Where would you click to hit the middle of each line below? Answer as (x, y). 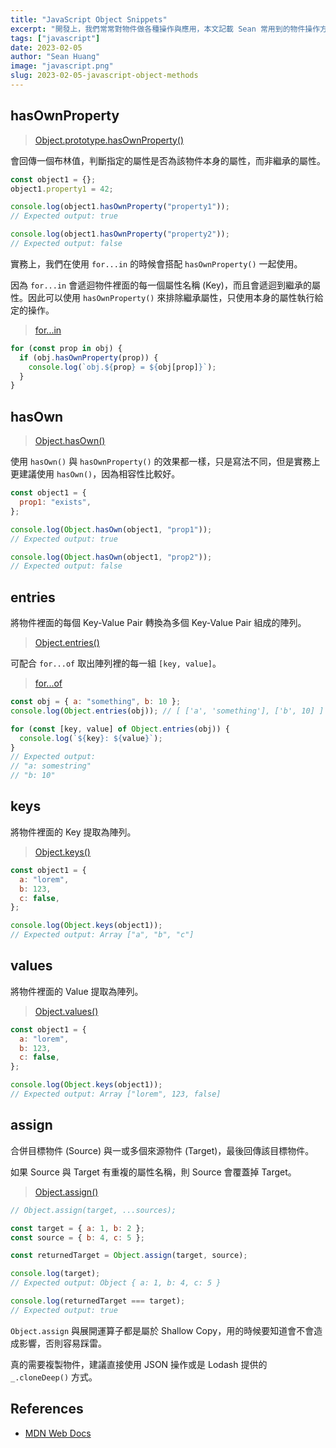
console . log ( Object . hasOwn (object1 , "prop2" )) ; (111, 557)
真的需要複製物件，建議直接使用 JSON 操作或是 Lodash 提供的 (139, 1364)
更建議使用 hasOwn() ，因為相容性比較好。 (95, 474)
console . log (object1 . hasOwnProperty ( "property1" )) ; (120, 207)
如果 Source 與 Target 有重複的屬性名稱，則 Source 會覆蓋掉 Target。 (153, 1172)
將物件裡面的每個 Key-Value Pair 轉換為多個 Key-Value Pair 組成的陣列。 (158, 623)
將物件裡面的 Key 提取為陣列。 (73, 832)
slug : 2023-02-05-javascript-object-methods (104, 76)
